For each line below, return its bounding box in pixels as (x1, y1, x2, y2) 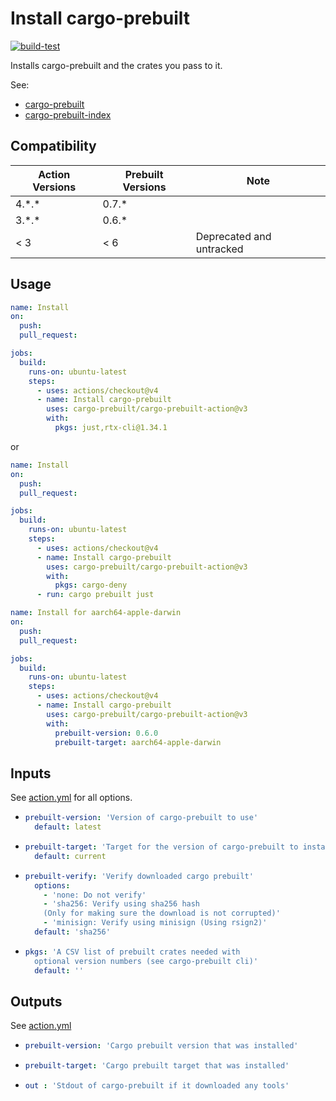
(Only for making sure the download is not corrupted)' (43, 908, 281, 919)
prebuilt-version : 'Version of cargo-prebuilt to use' (24, 813, 259, 823)
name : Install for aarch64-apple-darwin (10, 608, 182, 618)
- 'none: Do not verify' (43, 890, 147, 900)
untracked (195, 242, 244, 256)
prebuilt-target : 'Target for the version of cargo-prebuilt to (24, 842, 299, 852)
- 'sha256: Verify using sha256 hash (43, 899, 201, 909)
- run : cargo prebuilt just (36, 590, 155, 600)
